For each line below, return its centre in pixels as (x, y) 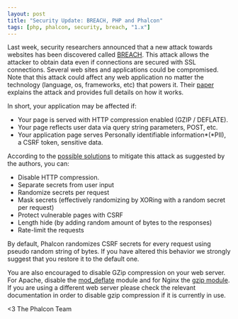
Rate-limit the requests (51, 230)
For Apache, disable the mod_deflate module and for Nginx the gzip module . (119, 280)
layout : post (27, 14)
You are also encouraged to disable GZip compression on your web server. (117, 273)
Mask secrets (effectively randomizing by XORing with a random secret (121, 200)
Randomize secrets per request (63, 193)
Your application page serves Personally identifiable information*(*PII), (122, 135)
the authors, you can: (38, 164)
